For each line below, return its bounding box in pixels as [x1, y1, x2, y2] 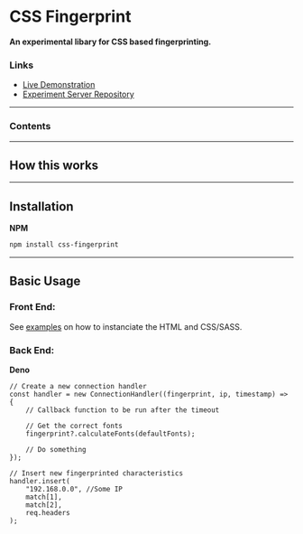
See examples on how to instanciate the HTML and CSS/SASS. [9, 321, 243, 332]
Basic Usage [9, 274, 81, 289]
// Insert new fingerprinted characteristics [9, 469, 183, 478]
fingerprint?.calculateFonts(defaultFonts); [25, 429, 196, 439]
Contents [9, 120, 51, 133]
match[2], [25, 501, 63, 510]
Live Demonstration [22, 80, 96, 90]
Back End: [9, 343, 55, 356]
